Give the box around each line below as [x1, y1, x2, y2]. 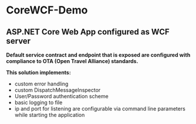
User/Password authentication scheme [14, 93, 109, 99]
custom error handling [14, 80, 69, 87]
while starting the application [14, 112, 85, 118]
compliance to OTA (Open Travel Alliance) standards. [6, 58, 138, 64]
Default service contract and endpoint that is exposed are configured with [6, 51, 191, 58]
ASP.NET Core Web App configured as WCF [6, 27, 170, 37]
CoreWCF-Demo [6, 4, 88, 17]
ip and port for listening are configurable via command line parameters [14, 105, 186, 112]
